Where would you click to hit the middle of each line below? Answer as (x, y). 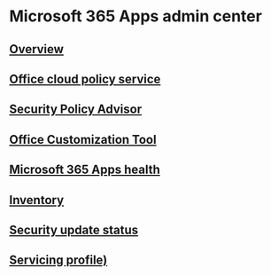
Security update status (74, 229)
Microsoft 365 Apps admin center (136, 16)
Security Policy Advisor (76, 110)
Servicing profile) (58, 260)
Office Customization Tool (83, 139)
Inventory (37, 200)
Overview (37, 49)
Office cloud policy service (85, 79)
